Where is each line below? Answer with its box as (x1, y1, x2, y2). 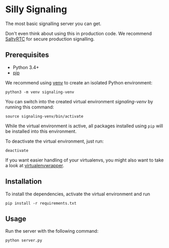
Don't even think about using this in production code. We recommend (5, 30, 152, 36)
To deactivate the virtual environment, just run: (5, 138, 104, 144)
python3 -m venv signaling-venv (5, 89, 74, 95)
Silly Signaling (5, 4, 68, 15)
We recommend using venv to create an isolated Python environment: (5, 79, 153, 85)
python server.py (5, 238, 43, 243)
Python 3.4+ (12, 64, 39, 70)
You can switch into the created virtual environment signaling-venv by (5, 98, 154, 104)
